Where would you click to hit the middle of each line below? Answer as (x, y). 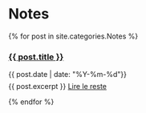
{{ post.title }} (36, 57)
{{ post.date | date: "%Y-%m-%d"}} (67, 75)
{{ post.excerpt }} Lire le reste (57, 87)
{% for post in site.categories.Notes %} (73, 36)
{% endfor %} (31, 102)
